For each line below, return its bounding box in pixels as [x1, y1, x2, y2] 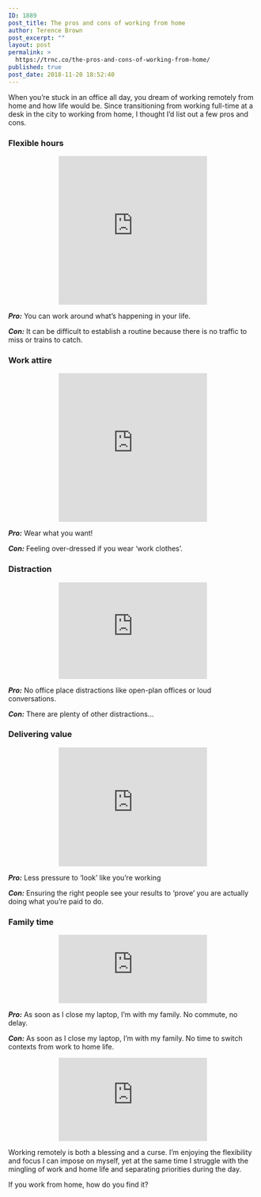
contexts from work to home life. [8, 1042, 115, 1052]
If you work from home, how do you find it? [8, 1180, 149, 1190]
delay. [8, 1019, 28, 1028]
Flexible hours [8, 137, 64, 148]
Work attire [8, 355, 53, 366]
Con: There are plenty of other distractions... [8, 709, 154, 719]
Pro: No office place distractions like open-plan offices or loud [8, 685, 212, 695]
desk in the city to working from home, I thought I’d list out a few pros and [8, 109, 249, 119]
